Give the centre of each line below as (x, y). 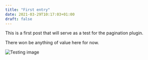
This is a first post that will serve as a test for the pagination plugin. (74, 33)
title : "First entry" (28, 10)
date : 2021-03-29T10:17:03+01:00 (40, 14)
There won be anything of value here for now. (52, 43)
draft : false (19, 19)
